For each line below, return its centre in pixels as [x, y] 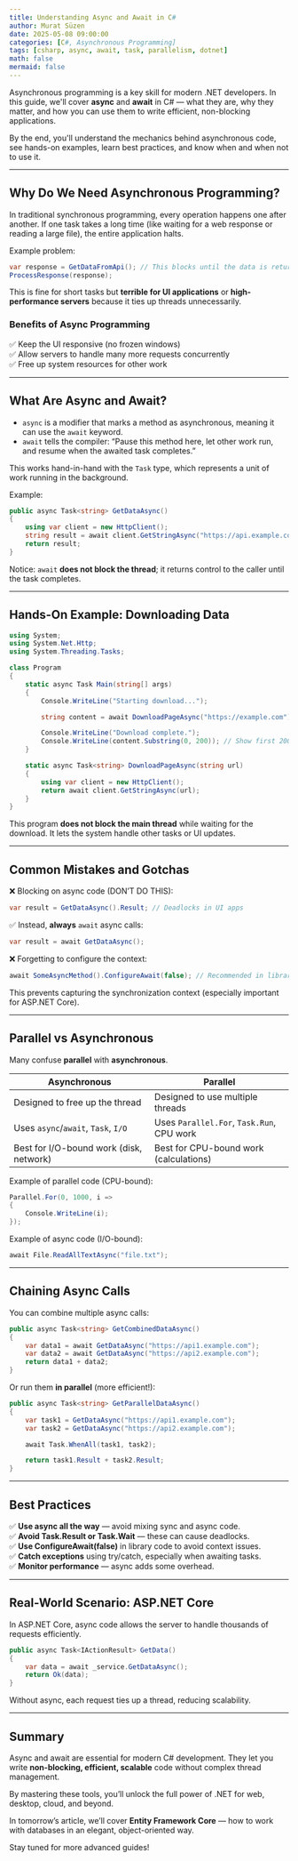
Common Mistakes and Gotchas [99, 869]
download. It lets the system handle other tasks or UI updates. [123, 833]
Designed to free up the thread [78, 1102]
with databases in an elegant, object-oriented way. [102, 1830]
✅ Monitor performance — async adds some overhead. [112, 1566]
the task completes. [45, 578]
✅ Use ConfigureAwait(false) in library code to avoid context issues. [135, 1546]
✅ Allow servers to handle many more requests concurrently [120, 354]
